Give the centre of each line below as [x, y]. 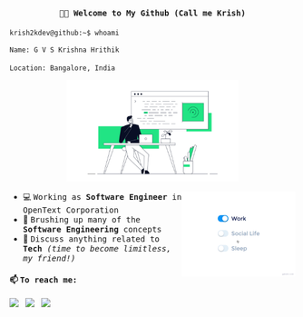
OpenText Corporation [71, 210]
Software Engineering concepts [92, 230]
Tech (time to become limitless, [97, 249]
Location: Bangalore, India [63, 68]
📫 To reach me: [44, 279]
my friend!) [49, 258]
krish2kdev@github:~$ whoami [64, 33]
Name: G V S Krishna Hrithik [64, 50]
